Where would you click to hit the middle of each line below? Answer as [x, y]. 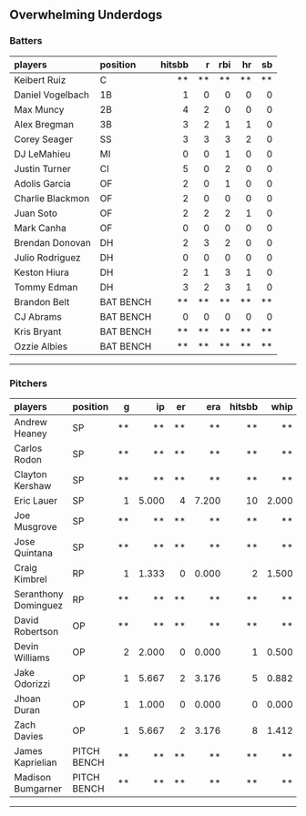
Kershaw [33, 485]
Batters [26, 41]
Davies [29, 736]
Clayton [31, 474]
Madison [33, 777]
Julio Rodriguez [47, 257]
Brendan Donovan [52, 242]
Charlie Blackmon [52, 198]
